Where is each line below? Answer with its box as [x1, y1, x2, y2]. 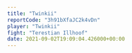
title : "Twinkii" [7, 10, 57, 17]
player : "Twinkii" [7, 23, 60, 30]
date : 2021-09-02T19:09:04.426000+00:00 [7, 36, 126, 43]
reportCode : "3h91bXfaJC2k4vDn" [7, 17, 100, 23]
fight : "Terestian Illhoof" [7, 29, 88, 36]
